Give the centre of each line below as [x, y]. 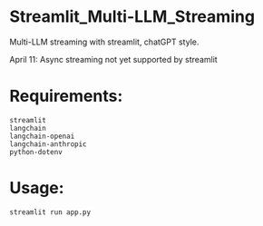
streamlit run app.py [50, 212]
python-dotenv [36, 152]
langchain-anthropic [49, 144]
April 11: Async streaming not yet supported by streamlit [113, 59]
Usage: [37, 188]
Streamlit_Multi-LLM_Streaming [132, 17]
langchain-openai [42, 136]
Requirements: [66, 96]
